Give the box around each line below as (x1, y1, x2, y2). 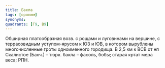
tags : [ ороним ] (5, 12, 38, 17)
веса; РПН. (5, 57, 29, 63)
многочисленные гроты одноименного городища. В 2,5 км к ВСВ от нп (5, 46, 159, 52)
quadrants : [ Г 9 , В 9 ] (5, 21, 49, 27)
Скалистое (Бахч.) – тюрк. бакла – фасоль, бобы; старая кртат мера (5, 52, 153, 58)
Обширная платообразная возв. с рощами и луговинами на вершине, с (5, 36, 160, 42)
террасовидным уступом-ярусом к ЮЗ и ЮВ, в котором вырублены (5, 41, 154, 47)
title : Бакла (5, 7, 33, 13)
